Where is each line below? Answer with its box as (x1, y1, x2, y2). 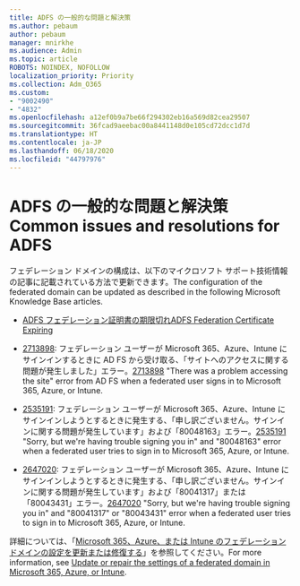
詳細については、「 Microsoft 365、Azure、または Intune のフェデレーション (9, 536, 287, 547)
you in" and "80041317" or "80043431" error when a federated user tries (21, 508, 291, 519)
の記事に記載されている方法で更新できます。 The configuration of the (9, 277, 262, 288)
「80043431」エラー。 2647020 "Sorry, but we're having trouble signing (21, 498, 291, 509)
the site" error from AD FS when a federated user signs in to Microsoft (21, 375, 282, 386)
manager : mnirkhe (9, 38, 74, 47)
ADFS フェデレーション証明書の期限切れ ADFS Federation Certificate (21, 315, 275, 325)
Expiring (21, 324, 54, 336)
